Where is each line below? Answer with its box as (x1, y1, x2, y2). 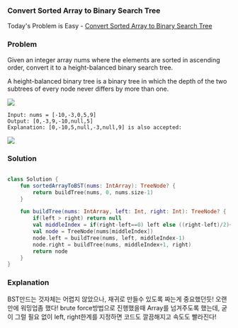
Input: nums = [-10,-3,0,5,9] (7, 111, 97, 118)
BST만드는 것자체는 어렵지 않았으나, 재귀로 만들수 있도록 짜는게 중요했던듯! (7, 295, 214, 303)
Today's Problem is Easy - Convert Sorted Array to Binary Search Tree (7, 22, 212, 30)
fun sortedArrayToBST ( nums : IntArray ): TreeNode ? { (20, 182, 176, 189)
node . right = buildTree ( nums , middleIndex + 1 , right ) (33, 241, 192, 248)
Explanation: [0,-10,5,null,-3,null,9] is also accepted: (7, 123, 182, 131)
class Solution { (7, 176, 59, 183)
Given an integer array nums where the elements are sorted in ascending (7, 55, 220, 64)
